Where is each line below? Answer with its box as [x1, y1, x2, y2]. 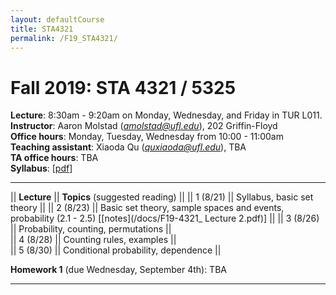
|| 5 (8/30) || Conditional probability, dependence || [10, 244, 222, 256]
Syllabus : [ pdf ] [10, 162, 73, 175]
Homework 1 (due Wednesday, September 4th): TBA [10, 264, 227, 276]
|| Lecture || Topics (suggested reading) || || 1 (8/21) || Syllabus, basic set [10, 191, 314, 203]
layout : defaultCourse [10, 14, 105, 25]
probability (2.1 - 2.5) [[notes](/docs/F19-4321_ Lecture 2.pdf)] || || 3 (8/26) [10, 212, 320, 225]
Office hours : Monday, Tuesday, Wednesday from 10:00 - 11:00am [10, 131, 284, 143]
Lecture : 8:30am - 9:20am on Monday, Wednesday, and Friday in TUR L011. [10, 109, 323, 121]
